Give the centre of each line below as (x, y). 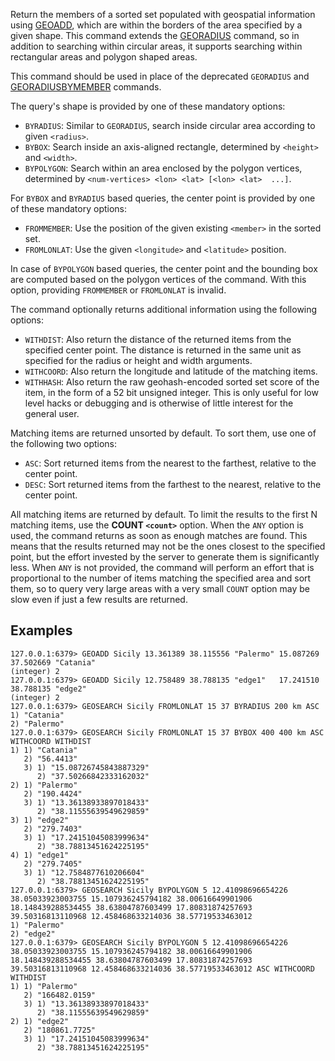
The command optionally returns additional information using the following (164, 309)
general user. (52, 413)
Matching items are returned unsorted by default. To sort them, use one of (163, 433)
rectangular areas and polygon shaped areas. (104, 57)
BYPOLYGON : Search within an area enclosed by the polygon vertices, (163, 168)
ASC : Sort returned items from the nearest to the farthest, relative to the (170, 463)
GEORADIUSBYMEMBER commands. (86, 87)
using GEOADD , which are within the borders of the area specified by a (156, 25)
